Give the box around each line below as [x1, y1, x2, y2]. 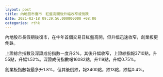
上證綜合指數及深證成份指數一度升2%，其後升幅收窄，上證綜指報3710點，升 [5, 51, 158, 56]
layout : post [5, 7, 32, 12]
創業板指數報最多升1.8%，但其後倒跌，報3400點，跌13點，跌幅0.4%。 [5, 67, 147, 73]
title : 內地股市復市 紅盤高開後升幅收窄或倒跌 [5, 12, 89, 16]
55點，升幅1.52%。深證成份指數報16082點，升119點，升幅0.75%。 [5, 56, 139, 63]
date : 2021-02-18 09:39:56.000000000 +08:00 [5, 16, 97, 21]
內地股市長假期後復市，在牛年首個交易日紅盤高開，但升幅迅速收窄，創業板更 [5, 34, 158, 40]
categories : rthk [5, 20, 40, 26]
